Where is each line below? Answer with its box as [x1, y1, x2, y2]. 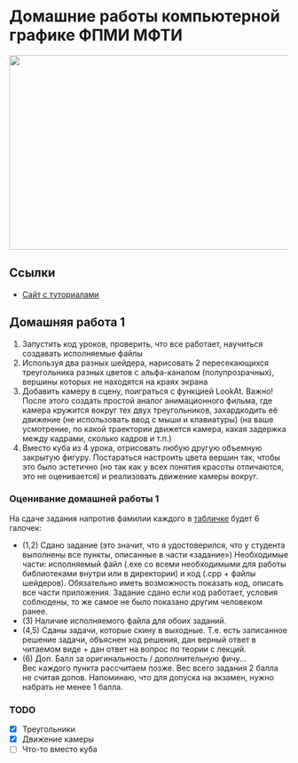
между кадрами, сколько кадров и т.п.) [21, 433, 172, 444]
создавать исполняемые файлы [21, 348, 144, 358]
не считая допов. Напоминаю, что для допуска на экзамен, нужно [21, 671, 275, 682]
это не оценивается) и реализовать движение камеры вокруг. [21, 470, 259, 481]
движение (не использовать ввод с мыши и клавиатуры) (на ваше [21, 414, 274, 424]
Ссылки [9, 265, 56, 281]
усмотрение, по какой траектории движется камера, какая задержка [21, 423, 286, 434]
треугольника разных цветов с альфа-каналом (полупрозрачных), [21, 366, 275, 377]
